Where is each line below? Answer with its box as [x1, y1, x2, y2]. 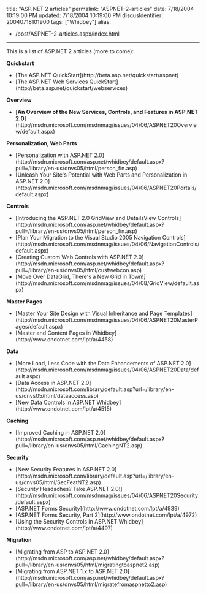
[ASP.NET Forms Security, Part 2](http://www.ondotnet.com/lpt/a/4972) [15, 511, 197, 519]
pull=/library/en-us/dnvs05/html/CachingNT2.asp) [15, 442, 143, 449]
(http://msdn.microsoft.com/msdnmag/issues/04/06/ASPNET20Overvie [15, 121, 197, 128]
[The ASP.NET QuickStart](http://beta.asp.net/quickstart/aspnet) [15, 72, 179, 78]
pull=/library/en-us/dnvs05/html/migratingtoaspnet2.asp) [15, 561, 161, 568]
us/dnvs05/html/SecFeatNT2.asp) [15, 479, 101, 486]
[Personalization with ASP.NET [15, 151, 93, 159]
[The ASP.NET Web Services [15, 78, 88, 85]
